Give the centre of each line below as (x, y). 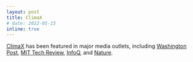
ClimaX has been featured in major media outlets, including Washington (96, 46)
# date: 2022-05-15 (31, 23)
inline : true (23, 29)
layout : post (23, 12)
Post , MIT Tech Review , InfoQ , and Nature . (60, 53)
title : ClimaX (25, 18)
